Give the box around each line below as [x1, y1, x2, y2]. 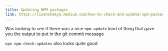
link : [5, 12, 16, 17]
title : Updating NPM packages [5, 7, 68, 12]
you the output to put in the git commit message [5, 31, 104, 37]
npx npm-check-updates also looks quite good [5, 40, 98, 46]
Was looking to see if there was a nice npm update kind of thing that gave [5, 25, 154, 31]
